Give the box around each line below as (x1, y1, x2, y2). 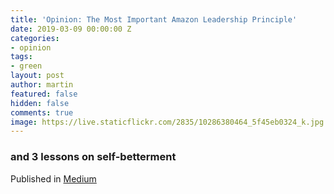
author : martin (10, 80, 74, 90)
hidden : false (10, 98, 70, 108)
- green (10, 61, 43, 71)
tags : (10, 52, 33, 62)
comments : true (10, 107, 74, 118)
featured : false (10, 89, 78, 99)
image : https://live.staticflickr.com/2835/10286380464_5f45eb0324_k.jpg (10, 117, 325, 127)
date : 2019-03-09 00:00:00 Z (10, 24, 132, 34)
